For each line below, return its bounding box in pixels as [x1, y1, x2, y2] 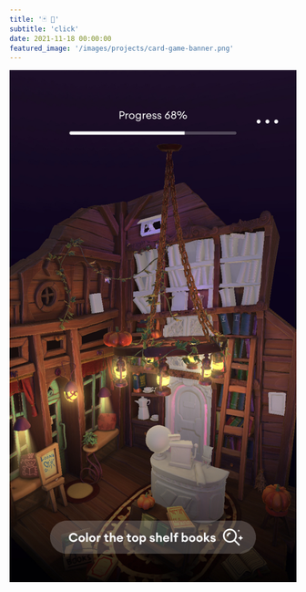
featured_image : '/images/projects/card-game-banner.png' [9, 44, 234, 53]
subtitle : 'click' [9, 24, 79, 34]
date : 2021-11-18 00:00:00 [9, 34, 112, 43]
